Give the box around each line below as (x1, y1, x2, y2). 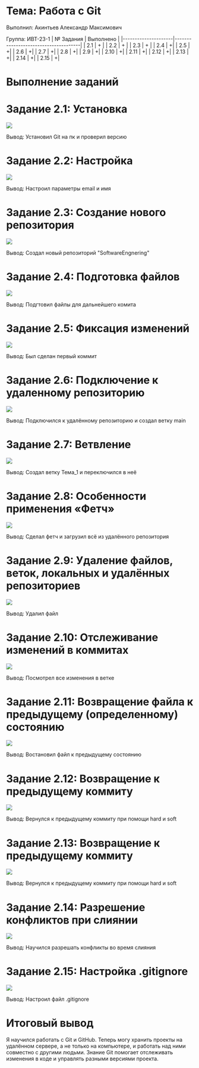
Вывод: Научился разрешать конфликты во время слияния (6, 944, 156, 951)
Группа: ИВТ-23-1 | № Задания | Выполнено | (6, 35, 120, 42)
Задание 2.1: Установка (6, 102, 128, 116)
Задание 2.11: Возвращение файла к (6, 695, 194, 709)
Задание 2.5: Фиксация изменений (6, 322, 190, 336)
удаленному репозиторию (6, 386, 145, 399)
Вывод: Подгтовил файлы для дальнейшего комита (6, 300, 137, 308)
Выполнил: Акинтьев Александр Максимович (6, 24, 122, 31)
